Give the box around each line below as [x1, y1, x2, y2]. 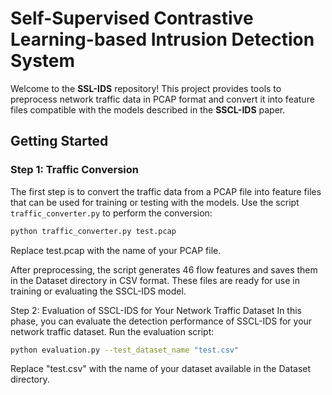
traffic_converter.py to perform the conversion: [10, 207, 213, 219]
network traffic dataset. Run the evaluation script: [10, 325, 215, 337]
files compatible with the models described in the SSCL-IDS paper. [10, 103, 286, 116]
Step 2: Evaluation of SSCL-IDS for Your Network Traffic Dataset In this [10, 304, 302, 316]
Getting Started [10, 133, 109, 150]
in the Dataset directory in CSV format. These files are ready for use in [10, 274, 300, 286]
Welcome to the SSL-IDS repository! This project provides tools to [10, 82, 282, 94]
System [10, 50, 76, 72]
